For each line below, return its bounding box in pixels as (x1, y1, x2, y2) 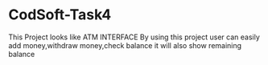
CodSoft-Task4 (8, 6, 112, 24)
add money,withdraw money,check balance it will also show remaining (8, 40, 242, 50)
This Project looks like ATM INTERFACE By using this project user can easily (8, 32, 260, 42)
